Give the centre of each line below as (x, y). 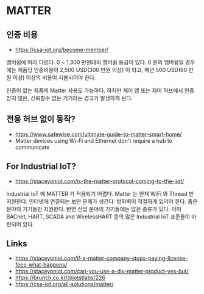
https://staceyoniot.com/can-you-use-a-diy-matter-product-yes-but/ (102, 271)
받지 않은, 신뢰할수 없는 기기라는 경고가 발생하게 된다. (69, 98)
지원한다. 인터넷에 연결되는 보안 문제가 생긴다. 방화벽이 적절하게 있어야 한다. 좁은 (102, 201)
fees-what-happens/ (41, 265)
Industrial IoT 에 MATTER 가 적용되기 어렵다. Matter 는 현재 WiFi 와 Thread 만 (100, 193)
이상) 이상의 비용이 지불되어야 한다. (54, 77)
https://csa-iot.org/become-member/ (62, 50)
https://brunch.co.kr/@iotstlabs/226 (60, 278)
